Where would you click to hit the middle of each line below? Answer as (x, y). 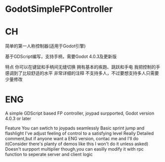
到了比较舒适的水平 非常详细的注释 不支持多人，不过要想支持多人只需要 (86, 73)
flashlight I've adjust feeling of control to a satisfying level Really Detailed (80, 133)
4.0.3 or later (18, 119)
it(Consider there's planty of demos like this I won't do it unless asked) (77, 144)
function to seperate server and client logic (49, 155)
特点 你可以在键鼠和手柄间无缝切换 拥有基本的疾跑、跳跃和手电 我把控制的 (81, 67)
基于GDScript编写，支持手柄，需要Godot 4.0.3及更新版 (61, 57)
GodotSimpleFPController (59, 9)
